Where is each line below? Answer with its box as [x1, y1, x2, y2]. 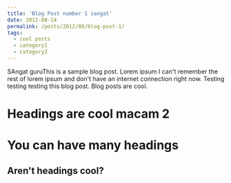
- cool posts [13, 36, 51, 43]
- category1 [13, 42, 48, 49]
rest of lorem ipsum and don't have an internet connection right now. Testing [7, 74, 225, 83]
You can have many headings [7, 138, 179, 153]
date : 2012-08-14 [7, 17, 57, 23]
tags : [7, 29, 23, 36]
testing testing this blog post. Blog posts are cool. [7, 82, 148, 90]
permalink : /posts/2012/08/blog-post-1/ [7, 23, 125, 30]
